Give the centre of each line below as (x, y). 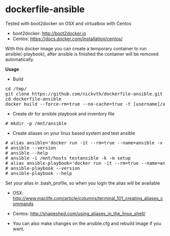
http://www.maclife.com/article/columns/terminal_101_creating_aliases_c (88, 198)
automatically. (20, 59)
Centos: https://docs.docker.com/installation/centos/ (68, 39)
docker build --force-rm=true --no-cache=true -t (68, 104)
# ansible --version (31, 148)
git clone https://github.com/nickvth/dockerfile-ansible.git (84, 94)
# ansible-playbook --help (39, 173)
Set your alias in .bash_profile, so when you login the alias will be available (83, 183)
